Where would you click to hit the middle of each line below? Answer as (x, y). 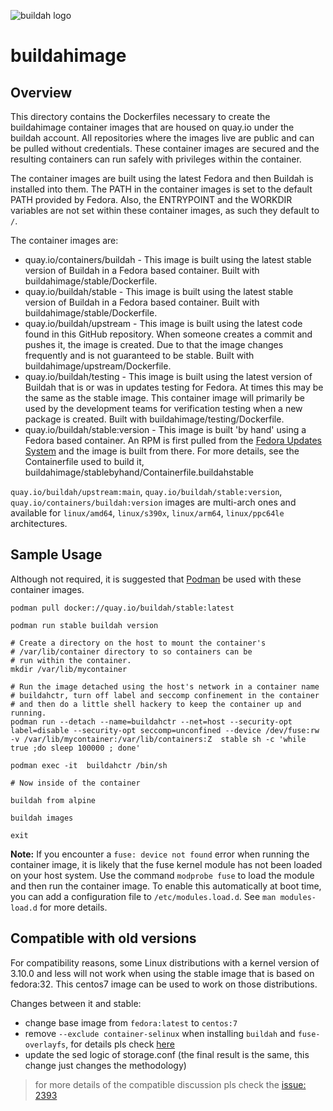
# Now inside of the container (75, 783)
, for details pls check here (120, 1044)
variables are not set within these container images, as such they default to (165, 210)
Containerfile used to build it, (84, 461)
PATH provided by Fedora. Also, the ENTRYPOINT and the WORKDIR (151, 199)
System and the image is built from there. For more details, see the (162, 451)
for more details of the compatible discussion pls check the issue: (170, 1084)
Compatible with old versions (103, 938)
